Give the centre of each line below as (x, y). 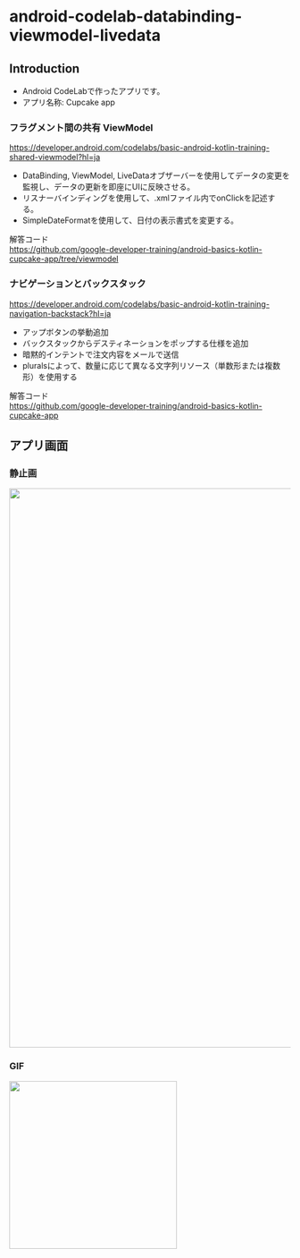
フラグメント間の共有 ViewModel (81, 127)
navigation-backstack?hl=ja (60, 313)
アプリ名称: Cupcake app (69, 102)
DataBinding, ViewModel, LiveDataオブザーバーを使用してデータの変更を (156, 175)
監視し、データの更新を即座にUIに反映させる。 (108, 187)
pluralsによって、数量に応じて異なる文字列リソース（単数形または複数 (151, 365)
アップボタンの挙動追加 (65, 332)
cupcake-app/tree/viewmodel (64, 259)
